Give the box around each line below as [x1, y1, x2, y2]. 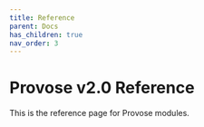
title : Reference [9, 13, 75, 23]
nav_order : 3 [9, 38, 59, 48]
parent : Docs [9, 22, 59, 31]
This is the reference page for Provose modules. [9, 108, 190, 119]
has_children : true [9, 30, 83, 39]
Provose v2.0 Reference [9, 78, 195, 98]
